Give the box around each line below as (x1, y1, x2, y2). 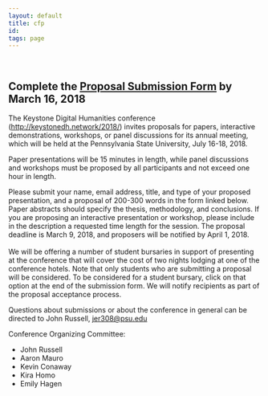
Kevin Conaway (19, 362, 72, 372)
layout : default (8, 11, 63, 20)
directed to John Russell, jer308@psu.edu (8, 314, 148, 324)
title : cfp (8, 19, 45, 27)
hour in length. (8, 172, 57, 182)
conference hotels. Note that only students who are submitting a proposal (8, 264, 252, 274)
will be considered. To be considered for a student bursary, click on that (8, 272, 246, 282)
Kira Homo (19, 370, 56, 380)
